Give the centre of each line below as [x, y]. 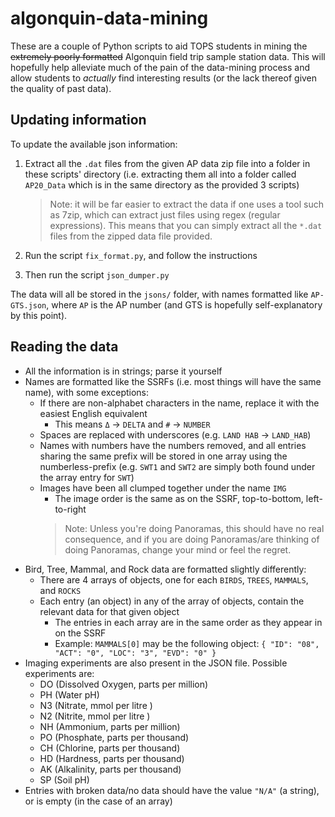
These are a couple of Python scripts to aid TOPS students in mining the [159, 46]
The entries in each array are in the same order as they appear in [188, 622]
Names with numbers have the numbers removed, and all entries [173, 445]
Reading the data [64, 347]
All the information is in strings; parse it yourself [123, 371]
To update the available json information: [94, 144]
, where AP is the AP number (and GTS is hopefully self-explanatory [184, 304]
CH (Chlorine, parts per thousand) [110, 748]
